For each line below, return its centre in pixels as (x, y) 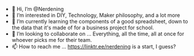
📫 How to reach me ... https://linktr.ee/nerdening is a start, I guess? (94, 46)
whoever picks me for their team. (52, 40)
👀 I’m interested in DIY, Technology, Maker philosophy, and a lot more (96, 15)
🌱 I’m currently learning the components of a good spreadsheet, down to (100, 21)
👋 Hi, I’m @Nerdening (38, 9)
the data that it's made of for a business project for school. (83, 27)
